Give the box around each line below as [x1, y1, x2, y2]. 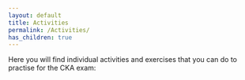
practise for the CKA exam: [8, 64, 96, 73]
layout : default [8, 11, 62, 20]
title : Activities [8, 19, 69, 27]
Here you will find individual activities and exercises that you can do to [8, 55, 237, 64]
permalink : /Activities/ [8, 26, 90, 34]
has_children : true [8, 33, 73, 42]
